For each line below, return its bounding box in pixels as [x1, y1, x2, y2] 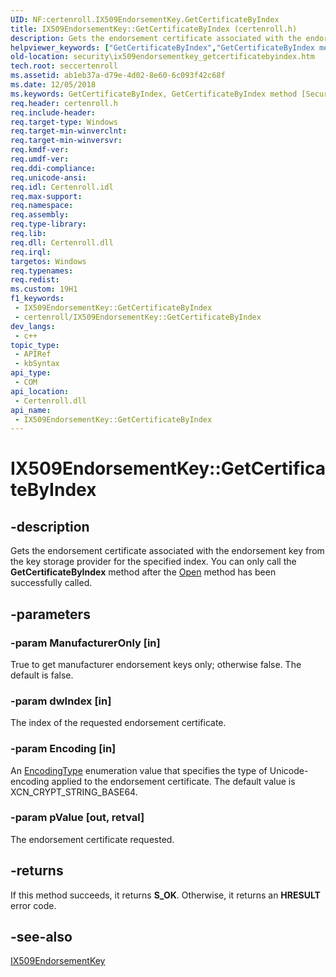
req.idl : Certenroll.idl [10, 182, 114, 192]
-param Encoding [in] [10, 742, 117, 756]
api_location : [10, 386, 70, 396]
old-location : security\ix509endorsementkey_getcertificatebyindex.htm [10, 52, 315, 62]
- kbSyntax [14, 359, 60, 369]
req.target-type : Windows [10, 117, 118, 127]
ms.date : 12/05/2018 [10, 80, 97, 90]
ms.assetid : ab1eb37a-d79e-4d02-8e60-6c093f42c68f [10, 71, 226, 81]
